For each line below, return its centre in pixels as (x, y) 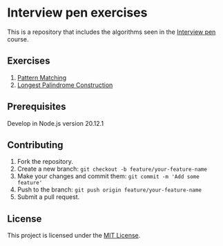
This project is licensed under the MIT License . (74, 236)
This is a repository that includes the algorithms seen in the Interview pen (111, 32)
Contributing (35, 145)
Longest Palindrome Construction (65, 85)
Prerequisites (37, 107)
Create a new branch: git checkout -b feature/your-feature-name (112, 169)
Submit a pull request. (48, 197)
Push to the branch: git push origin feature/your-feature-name (109, 190)
